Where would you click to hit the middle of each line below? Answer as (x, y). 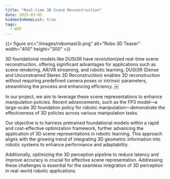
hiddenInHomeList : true (31, 19)
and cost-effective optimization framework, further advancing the (75, 128)
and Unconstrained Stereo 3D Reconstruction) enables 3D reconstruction (83, 75)
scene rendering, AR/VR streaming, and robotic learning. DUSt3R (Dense (82, 70)
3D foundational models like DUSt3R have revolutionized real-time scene (82, 59)
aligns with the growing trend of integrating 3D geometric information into (83, 139)
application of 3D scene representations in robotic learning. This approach (84, 134)
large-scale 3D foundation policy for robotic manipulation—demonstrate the (85, 107)
